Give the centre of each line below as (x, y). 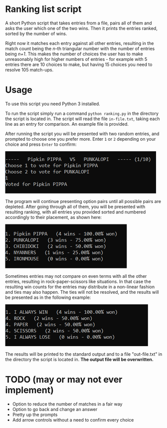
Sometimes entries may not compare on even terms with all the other (76, 276)
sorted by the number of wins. (36, 33)
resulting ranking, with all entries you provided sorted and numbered (76, 212)
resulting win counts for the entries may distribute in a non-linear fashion (80, 287)
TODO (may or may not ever (64, 380)
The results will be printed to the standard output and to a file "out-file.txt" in (84, 354)
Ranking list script (43, 9)
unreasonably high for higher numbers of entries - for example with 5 (76, 59)
